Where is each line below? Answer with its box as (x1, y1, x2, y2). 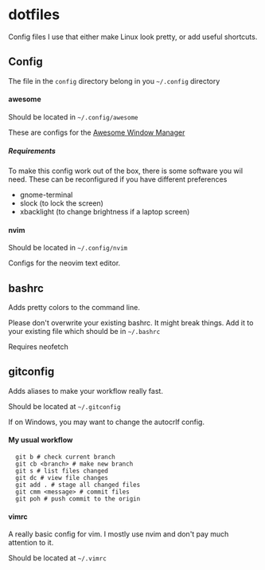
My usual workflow (8, 435, 73, 445)
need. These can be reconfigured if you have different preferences (8, 174, 228, 184)
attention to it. (8, 538, 54, 548)
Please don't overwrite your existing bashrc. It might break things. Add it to (8, 317, 254, 328)
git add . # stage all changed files (15, 481, 141, 489)
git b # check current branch (15, 453, 115, 461)
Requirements (8, 146, 56, 155)
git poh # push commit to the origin (15, 494, 141, 503)
